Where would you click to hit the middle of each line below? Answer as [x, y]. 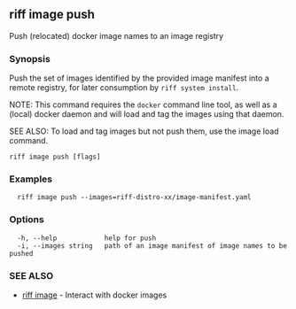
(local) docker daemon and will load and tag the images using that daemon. [147, 114]
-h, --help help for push [87, 238]
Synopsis [30, 58]
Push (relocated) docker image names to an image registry [117, 35]
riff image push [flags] [55, 157]
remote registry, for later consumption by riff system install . [124, 88]
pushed [21, 253]
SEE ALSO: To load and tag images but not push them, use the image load [144, 131]
